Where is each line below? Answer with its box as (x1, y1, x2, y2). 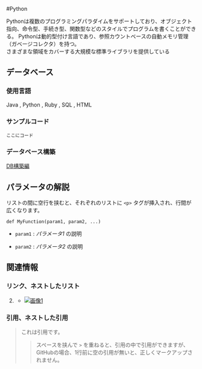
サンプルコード (6, 117, 49, 126)
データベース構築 (6, 148, 56, 156)
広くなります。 (6, 207, 43, 214)
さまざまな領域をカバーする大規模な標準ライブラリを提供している (6, 48, 170, 55)
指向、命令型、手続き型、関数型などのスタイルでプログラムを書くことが (6, 25, 186, 32)
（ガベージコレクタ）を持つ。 (6, 41, 80, 47)
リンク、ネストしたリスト (6, 282, 80, 290)
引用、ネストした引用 (6, 313, 68, 322)
